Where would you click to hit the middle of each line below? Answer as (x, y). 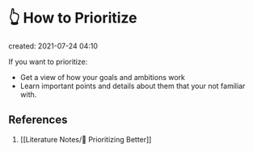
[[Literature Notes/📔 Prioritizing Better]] (86, 139)
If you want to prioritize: (48, 61)
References (38, 120)
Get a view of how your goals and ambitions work (103, 77)
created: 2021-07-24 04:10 (53, 46)
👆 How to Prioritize (73, 18)
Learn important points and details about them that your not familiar (133, 86)
